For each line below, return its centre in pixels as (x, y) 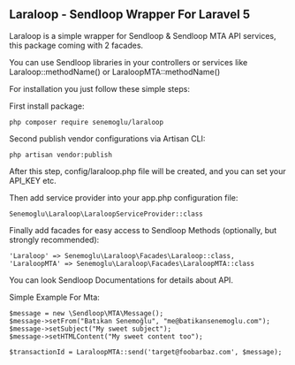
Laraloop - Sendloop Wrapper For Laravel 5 (129, 15)
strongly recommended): (54, 240)
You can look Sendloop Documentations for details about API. (121, 280)
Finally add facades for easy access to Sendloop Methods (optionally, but (143, 230)
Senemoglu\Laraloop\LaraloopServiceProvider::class (106, 214)
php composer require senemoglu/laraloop (87, 122)
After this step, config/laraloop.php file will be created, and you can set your (147, 171)
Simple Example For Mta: (54, 297)
